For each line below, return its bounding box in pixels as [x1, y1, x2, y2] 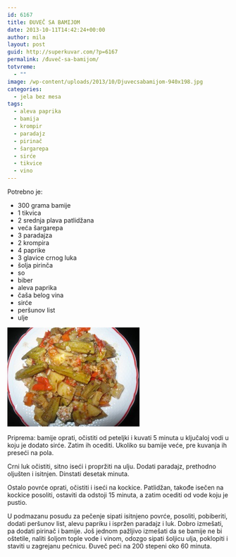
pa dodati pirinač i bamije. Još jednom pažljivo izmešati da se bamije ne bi [7, 527, 223, 535]
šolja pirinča [17, 261, 54, 269]
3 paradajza [17, 231, 53, 239]
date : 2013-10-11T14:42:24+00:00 [7, 26, 106, 33]
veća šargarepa [17, 224, 63, 232]
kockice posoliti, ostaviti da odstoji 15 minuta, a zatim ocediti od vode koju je [7, 491, 229, 499]
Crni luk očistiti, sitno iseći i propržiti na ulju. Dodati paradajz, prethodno [7, 462, 216, 470]
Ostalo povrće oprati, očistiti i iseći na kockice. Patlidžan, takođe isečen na [7, 483, 224, 492]
